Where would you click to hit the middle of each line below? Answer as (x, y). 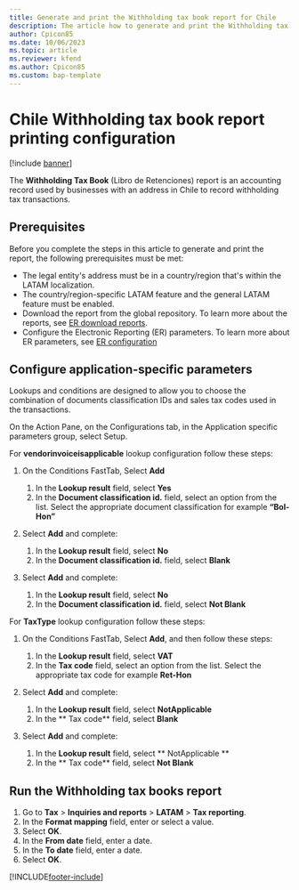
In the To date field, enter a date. (82, 850)
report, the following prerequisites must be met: (97, 258)
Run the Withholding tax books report (116, 791)
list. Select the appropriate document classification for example (151, 507)
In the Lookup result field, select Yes (103, 488)
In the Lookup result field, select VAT (104, 656)
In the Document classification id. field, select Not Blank (141, 604)
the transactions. (40, 409)
